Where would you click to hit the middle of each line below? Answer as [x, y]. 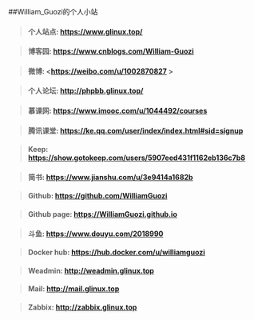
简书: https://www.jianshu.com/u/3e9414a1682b [110, 177]
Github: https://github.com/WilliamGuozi [97, 196]
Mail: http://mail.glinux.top [73, 289]
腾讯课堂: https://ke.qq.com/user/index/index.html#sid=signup [135, 130]
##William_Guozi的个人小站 [53, 12]
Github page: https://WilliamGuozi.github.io [102, 214]
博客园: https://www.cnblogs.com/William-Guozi [111, 51]
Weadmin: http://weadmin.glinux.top [91, 270]
